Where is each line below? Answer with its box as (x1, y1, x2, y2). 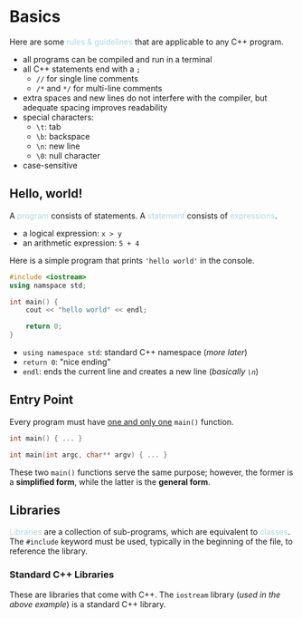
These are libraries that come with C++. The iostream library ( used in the (9, 589, 281, 600)
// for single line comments (35, 73, 138, 83)
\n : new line (35, 140, 80, 151)
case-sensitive (22, 160, 79, 170)
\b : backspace (35, 131, 90, 141)
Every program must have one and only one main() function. (9, 416, 234, 427)
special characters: (22, 111, 95, 122)
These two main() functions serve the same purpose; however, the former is (9, 467, 294, 478)
